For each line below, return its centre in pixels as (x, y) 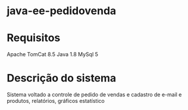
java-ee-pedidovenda (62, 11)
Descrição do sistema (62, 78)
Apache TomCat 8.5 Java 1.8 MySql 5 (53, 54)
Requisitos (34, 38)
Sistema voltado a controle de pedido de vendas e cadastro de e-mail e (94, 95)
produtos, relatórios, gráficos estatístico (56, 101)
